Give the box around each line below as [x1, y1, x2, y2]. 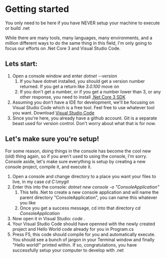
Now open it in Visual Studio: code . [12, 215, 85, 221]
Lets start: [5, 60, 38, 68]
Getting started [5, 3, 69, 15]
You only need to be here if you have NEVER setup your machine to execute [5, 20, 160, 26]
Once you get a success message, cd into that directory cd [19, 205, 141, 211]
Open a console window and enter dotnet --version [12, 73, 117, 79]
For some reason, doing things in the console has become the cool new [5, 148, 151, 154]
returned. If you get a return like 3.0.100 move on [19, 83, 119, 89]
